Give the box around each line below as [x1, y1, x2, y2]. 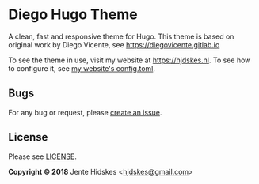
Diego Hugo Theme [8, 6, 138, 24]
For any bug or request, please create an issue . [8, 107, 162, 117]
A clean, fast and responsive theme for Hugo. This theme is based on [8, 32, 234, 41]
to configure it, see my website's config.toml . [8, 63, 156, 73]
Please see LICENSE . [8, 152, 77, 161]
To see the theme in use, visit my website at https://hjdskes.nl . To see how [8, 55, 251, 65]
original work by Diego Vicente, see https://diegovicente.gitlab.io [8, 39, 220, 49]
